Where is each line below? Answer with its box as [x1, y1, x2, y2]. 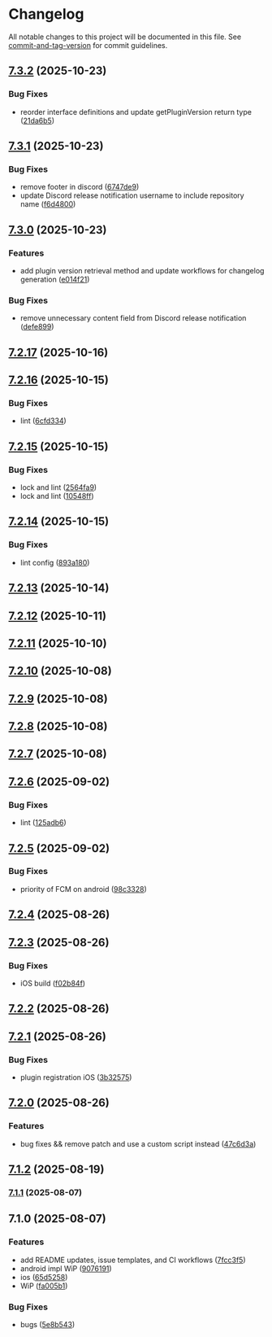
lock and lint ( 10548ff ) [19, 492, 94, 501]
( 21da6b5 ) [19, 116, 55, 125]
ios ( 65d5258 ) [19, 1272, 68, 1282]
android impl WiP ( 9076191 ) [19, 1263, 112, 1274]
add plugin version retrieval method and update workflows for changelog [19, 266, 265, 275]
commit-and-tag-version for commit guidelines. [8, 40, 168, 50]
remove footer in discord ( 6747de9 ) [19, 182, 140, 192]
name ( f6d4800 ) [19, 199, 76, 209]
